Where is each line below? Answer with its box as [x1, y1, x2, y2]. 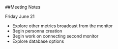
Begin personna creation [12, 28, 62, 33]
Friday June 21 [5, 14, 35, 19]
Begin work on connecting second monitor [12, 33, 99, 39]
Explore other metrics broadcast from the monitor [12, 23, 113, 29]
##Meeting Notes [5, 4, 41, 10]
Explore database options [12, 38, 64, 44]
